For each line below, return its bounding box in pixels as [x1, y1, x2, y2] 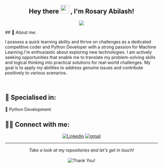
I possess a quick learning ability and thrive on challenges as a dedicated [5, 38, 151, 44]
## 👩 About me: [5, 29, 36, 35]
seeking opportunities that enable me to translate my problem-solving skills [5, 54, 156, 60]
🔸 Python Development [5, 106, 51, 112]
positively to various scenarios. [5, 70, 67, 75]
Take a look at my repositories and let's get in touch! [29, 147, 134, 153]
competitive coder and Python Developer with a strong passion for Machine [5, 44, 156, 50]
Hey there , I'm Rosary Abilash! [29, 7, 134, 16]
